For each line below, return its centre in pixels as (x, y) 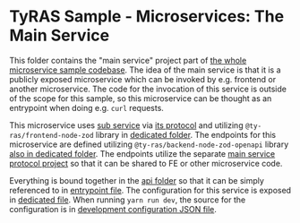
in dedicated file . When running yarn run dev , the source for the (128, 200)
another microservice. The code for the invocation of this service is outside (148, 89)
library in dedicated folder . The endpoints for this (185, 134)
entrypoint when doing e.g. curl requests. (86, 107)
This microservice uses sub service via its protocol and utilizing (126, 125)
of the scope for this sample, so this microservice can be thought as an (141, 98)
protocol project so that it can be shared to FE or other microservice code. (146, 163)
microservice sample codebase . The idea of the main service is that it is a (145, 70)
